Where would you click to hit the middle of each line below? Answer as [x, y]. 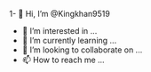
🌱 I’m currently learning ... [69, 40]
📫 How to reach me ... [63, 60]
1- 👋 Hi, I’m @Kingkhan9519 [60, 14]
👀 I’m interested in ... [60, 31]
